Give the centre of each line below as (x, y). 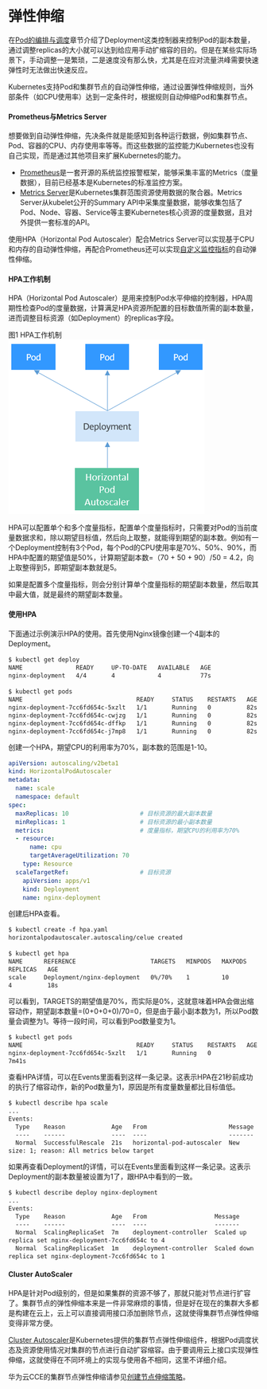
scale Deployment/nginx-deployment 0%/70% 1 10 (118, 978)
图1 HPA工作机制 (35, 335)
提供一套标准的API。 (60, 222)
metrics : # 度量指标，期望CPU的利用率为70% (128, 830)
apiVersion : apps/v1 (56, 881)
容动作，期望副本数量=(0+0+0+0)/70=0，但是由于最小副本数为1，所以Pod (130, 1011)
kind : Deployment (51, 889)
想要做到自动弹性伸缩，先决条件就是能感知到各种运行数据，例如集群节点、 (130, 135)
